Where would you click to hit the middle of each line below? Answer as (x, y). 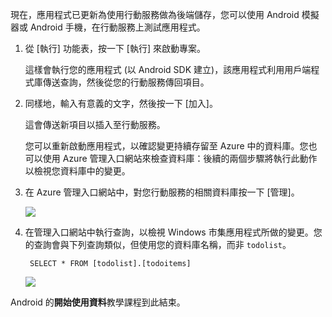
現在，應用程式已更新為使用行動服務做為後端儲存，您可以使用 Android (155, 14)
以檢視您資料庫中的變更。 (77, 171)
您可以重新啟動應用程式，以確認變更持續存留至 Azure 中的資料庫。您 (166, 146)
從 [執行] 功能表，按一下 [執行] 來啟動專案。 (115, 48)
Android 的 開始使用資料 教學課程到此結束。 (98, 302)
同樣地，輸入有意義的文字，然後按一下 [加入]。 (121, 103)
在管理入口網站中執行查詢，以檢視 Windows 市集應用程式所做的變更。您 (173, 232)
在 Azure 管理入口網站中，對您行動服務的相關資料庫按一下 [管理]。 (162, 192)
